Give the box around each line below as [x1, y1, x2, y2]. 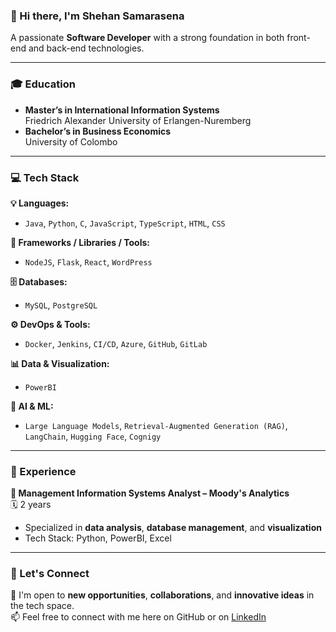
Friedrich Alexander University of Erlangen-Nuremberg [24, 114, 252, 126]
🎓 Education [10, 77, 76, 91]
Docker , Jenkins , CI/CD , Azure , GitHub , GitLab [24, 337, 208, 349]
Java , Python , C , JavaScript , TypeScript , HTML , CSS [24, 217, 226, 229]
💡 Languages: [10, 197, 70, 209]
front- [286, 32, 311, 44]
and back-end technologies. [28, 42, 145, 54]
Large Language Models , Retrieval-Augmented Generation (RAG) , [24, 419, 288, 431]
